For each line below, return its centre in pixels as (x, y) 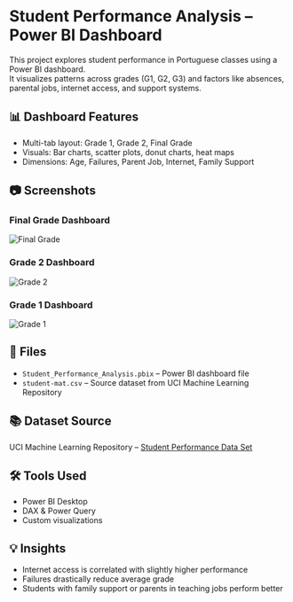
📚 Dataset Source (60, 422)
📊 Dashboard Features (74, 117)
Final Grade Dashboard (60, 221)
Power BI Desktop (55, 502)
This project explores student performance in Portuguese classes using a (143, 59)
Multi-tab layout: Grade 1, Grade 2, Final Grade (107, 143)
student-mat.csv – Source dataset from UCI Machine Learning (135, 382)
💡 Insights (38, 548)
